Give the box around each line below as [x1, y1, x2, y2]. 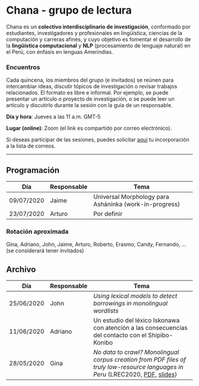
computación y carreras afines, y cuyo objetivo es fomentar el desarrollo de [6, 36, 191, 43]
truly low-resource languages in [93, 363, 184, 371]
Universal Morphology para [93, 193, 169, 201]
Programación [6, 165, 60, 175]
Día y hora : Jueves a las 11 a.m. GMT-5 [6, 113, 101, 120]
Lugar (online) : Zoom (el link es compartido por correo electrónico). [6, 125, 172, 132]
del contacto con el [93, 331, 147, 339]
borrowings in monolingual [93, 300, 168, 308]
